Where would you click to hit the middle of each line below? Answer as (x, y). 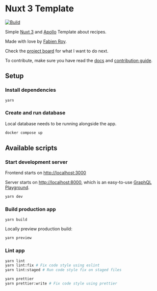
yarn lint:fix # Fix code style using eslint (52, 265)
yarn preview (18, 238)
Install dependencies (31, 90)
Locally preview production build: (39, 229)
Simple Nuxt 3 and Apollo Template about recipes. (56, 32)
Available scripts (31, 148)
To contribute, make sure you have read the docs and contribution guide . (79, 60)
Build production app (31, 209)
